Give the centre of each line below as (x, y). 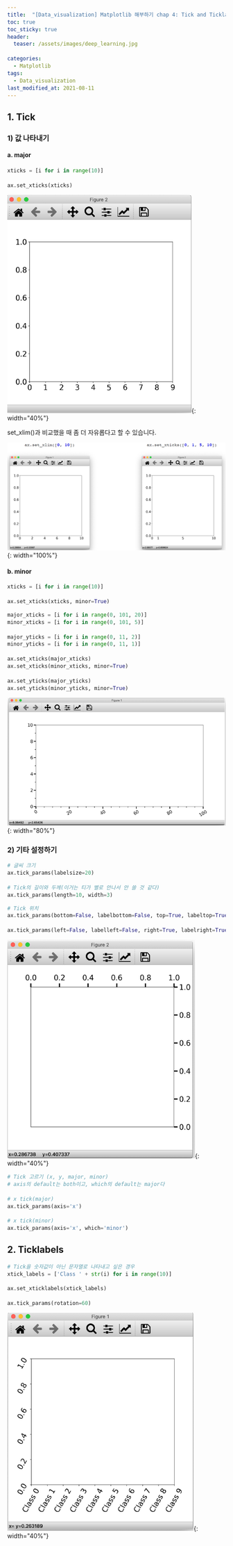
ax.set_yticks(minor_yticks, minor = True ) (68, 688)
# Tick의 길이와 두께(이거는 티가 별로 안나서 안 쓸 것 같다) (84, 887)
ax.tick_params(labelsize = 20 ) (51, 873)
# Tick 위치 (23, 908)
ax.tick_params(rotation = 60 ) (49, 1304)
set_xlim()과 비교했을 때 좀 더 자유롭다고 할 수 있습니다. (82, 432)
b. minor (19, 571)
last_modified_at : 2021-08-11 (51, 88)
